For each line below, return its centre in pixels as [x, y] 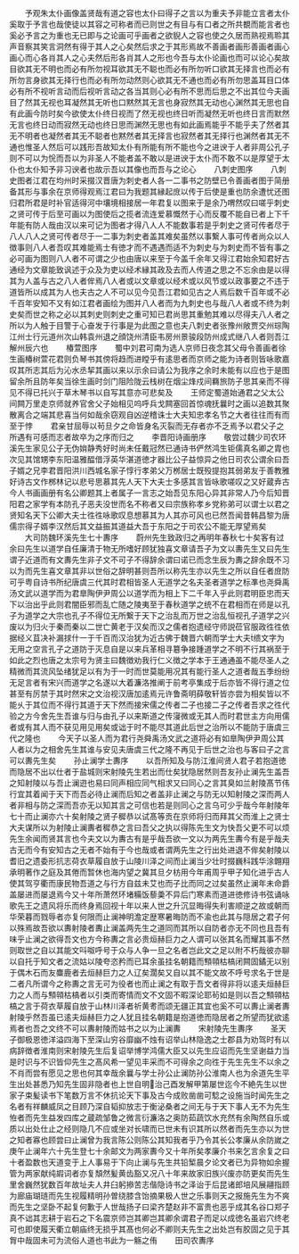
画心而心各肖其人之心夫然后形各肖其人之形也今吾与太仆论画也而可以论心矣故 [149, 58]
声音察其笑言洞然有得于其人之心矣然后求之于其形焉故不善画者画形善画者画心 [149, 46]
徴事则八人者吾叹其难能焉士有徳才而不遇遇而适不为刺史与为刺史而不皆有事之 [149, 247]
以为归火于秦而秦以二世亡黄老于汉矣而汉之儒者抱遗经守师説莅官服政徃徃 [149, 627]
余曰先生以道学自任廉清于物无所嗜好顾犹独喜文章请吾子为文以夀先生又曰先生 [149, 548]
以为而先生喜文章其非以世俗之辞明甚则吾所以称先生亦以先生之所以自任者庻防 [149, 571]
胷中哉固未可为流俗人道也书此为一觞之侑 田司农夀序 [112, 1240]
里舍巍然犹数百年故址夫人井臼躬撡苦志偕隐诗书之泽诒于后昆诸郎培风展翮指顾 [149, 1184]
